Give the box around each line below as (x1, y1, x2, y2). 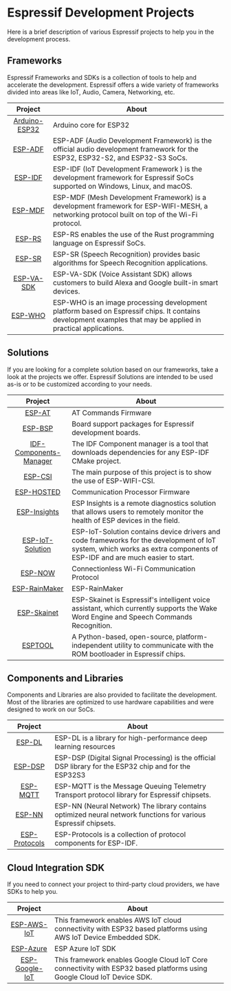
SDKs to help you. (7, 888, 58, 896)
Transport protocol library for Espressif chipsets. (54, 790, 211, 800)
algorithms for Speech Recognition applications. (52, 258, 208, 267)
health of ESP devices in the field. (71, 515, 180, 525)
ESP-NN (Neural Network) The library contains (54, 801, 207, 811)
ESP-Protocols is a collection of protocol (54, 830, 186, 839)
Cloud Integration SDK (7, 861, 105, 873)
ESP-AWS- (10, 920, 48, 930)
